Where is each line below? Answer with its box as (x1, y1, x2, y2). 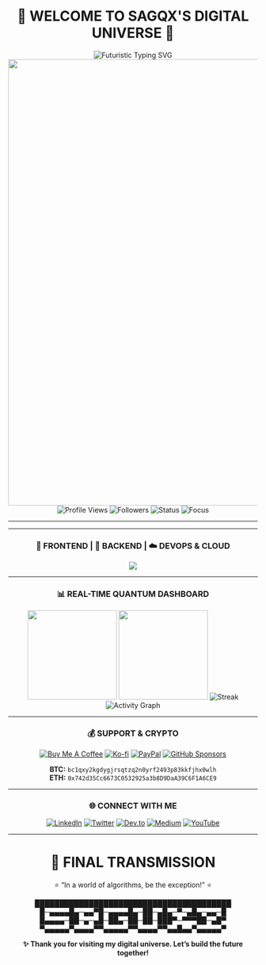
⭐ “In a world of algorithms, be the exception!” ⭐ (54, 880, 212, 890)
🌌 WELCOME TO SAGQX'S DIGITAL (17, 7, 249, 25)
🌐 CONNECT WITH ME (89, 800, 177, 811)
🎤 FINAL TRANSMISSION (50, 853, 216, 871)
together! (117, 948, 149, 958)
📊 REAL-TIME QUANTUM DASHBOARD (56, 589, 210, 600)
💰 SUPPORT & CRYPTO (86, 728, 180, 739)
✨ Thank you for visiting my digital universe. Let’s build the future (22, 940, 244, 949)
